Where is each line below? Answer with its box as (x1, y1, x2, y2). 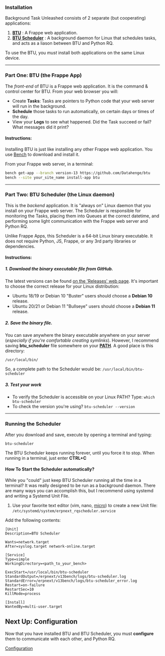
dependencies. (5, 243, 35, 249)
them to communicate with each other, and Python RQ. (5, 636, 116, 642)
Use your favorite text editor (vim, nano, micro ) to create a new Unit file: (12, 502, 158, 508)
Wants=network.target (5, 539, 50, 544)
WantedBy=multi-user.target (5, 604, 63, 609)
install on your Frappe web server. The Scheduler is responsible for (5, 208, 141, 213)
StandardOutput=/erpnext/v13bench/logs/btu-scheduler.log (5, 574, 126, 579)
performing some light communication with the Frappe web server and (5, 218, 148, 224)
